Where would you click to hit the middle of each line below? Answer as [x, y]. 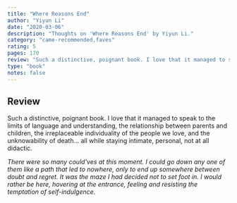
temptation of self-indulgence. [51, 192]
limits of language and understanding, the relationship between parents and [117, 126]
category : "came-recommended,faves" [61, 40]
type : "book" [26, 66]
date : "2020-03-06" [36, 27]
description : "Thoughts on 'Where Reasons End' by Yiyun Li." [101, 33]
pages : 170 [23, 54]
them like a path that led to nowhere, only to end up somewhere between [114, 169]
